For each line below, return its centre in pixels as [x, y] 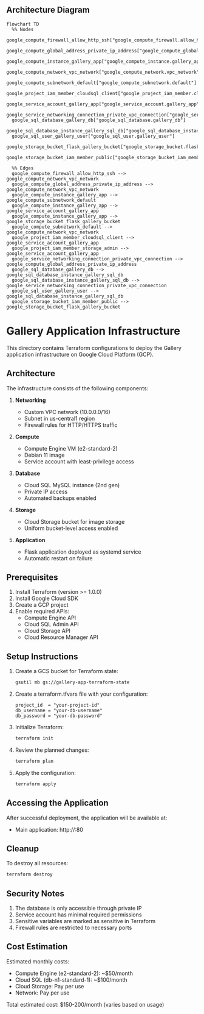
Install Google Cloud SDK [47, 598]
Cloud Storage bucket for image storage [74, 521]
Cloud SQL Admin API [51, 624]
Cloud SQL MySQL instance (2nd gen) [72, 485]
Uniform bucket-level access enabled [71, 528]
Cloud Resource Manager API [61, 637]
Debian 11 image [44, 455]
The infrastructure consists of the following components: [77, 388]
